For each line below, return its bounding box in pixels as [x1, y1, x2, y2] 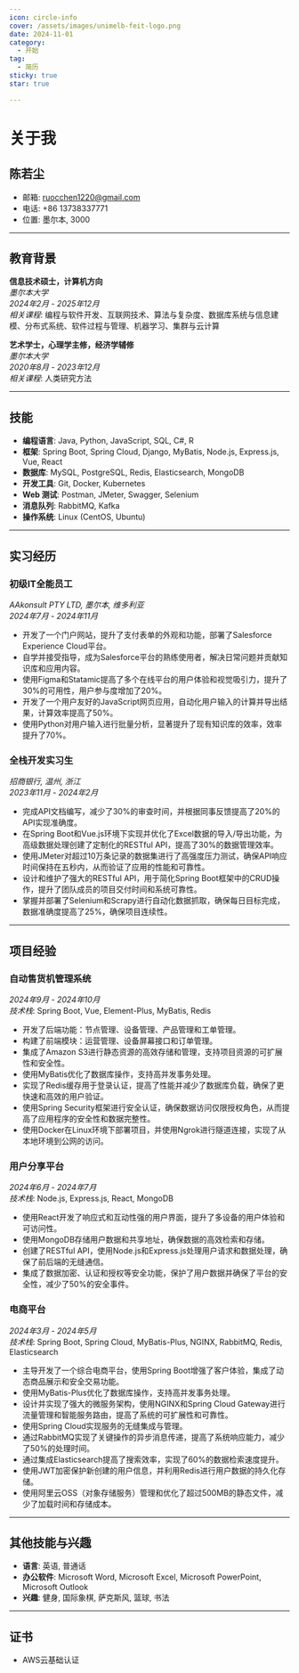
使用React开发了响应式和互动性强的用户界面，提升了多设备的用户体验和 [21, 1212, 286, 1223]
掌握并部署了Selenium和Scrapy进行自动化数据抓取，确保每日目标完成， [21, 895, 285, 906]
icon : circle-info [9, 12, 77, 22]
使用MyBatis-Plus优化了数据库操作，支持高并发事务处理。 [21, 1387, 236, 1398]
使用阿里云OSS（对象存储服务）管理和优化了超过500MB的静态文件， [21, 1487, 276, 1498]
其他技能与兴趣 [9, 1535, 92, 1550]
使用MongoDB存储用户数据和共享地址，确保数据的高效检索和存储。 [21, 1235, 270, 1245]
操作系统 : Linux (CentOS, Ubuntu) [21, 511, 146, 522]
